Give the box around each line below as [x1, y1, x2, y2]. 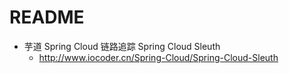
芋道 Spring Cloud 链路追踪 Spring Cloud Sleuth [23, 40, 221, 52]
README [9, 6, 85, 29]
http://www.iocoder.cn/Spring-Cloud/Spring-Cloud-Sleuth [38, 51, 279, 63]
